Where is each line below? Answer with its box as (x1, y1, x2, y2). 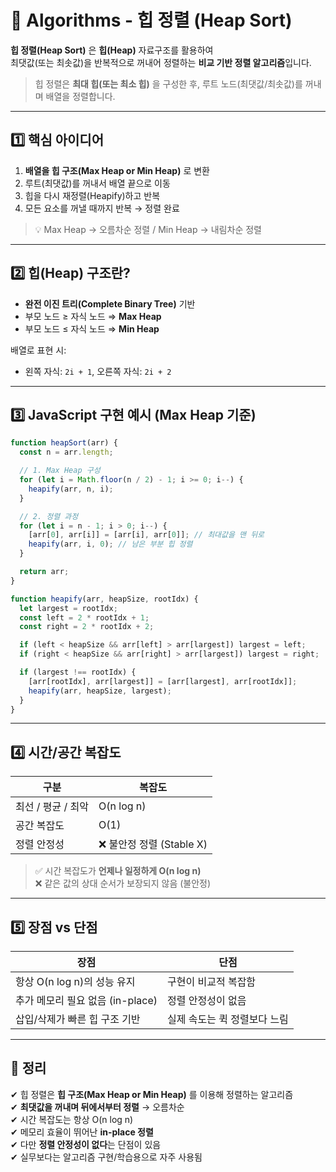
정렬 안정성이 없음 (167, 994, 247, 1007)
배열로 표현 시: (10, 344, 67, 356)
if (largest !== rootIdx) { (19, 667, 137, 677)
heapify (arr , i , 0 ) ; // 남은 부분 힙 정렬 (28, 539, 193, 550)
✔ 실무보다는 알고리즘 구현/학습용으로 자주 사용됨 (10, 1151, 203, 1163)
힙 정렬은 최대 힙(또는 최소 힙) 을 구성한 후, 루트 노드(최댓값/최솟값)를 (34, 77, 303, 90)
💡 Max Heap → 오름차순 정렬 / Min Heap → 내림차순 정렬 (34, 223, 262, 235)
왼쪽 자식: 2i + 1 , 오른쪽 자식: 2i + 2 (24, 365, 172, 377)
